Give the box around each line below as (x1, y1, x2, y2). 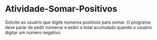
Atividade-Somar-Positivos (5, 3, 117, 14)
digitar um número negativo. (5, 29, 62, 35)
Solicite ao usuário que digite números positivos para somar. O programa (5, 19, 151, 25)
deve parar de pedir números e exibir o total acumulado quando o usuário (5, 24, 152, 30)
